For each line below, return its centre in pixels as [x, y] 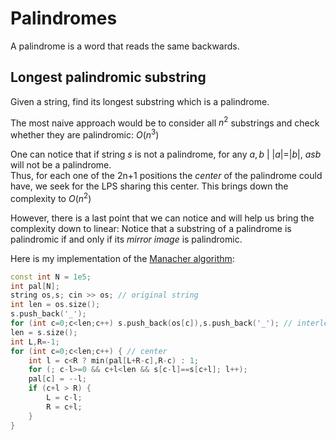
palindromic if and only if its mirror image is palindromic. [126, 239]
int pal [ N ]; [35, 286]
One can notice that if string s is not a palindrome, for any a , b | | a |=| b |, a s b [166, 154]
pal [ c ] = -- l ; [57, 379]
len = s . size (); [44, 332]
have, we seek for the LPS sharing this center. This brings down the [149, 186]
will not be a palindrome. [61, 165]
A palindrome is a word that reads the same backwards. [125, 46]
